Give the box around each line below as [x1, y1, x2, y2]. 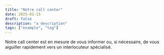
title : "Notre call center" [5, 7, 63, 12]
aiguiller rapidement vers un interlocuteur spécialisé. [5, 44, 112, 50]
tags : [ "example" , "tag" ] [5, 26, 58, 30]
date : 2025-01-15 [5, 12, 41, 17]
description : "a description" [5, 21, 68, 26]
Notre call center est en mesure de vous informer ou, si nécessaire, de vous [5, 39, 160, 45]
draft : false [5, 16, 32, 21]
